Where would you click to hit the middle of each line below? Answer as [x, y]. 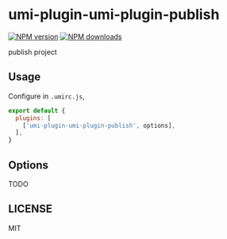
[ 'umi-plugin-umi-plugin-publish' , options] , [99, 125]
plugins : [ [33, 118]
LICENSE [31, 209]
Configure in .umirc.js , [46, 96]
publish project [33, 52]
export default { [37, 110]
